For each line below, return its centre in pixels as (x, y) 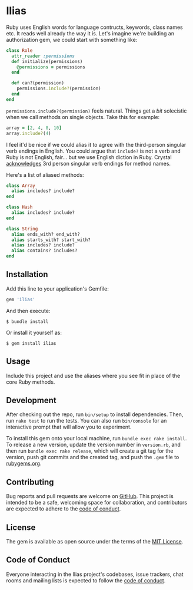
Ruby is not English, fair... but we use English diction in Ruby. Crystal (89, 157)
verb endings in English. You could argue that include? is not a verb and (93, 151)
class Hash (19, 207)
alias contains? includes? (44, 251)
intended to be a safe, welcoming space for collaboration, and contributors (96, 503)
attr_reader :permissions (43, 56)
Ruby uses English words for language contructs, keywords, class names (95, 27)
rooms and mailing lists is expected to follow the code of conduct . (86, 580)
